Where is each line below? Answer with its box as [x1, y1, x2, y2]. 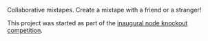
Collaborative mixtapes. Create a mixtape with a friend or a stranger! [7, 6, 202, 14]
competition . [7, 27, 43, 34]
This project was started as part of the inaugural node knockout [7, 19, 188, 27]
